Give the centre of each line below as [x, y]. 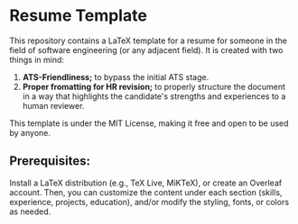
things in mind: [37, 59]
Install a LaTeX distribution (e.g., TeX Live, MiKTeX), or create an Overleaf [146, 183]
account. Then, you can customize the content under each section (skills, [146, 192]
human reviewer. [53, 105]
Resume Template [78, 16]
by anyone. [30, 132]
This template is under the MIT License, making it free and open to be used [149, 123]
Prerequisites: [50, 161]
